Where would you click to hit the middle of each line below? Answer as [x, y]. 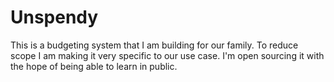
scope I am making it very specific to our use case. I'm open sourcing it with [167, 55]
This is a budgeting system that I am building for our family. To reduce [154, 45]
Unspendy [54, 17]
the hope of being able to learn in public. [94, 66]
